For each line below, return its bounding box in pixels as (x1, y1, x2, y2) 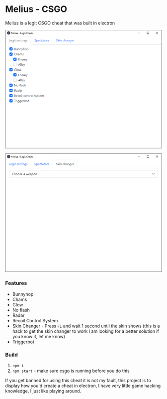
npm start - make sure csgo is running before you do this (12, 368, 130, 374)
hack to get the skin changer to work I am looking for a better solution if (12, 328, 159, 334)
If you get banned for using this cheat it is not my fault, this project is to (5, 378, 152, 383)
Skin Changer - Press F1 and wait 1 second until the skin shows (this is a (12, 323, 160, 329)
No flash (12, 307, 30, 313)
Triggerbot (12, 339, 35, 345)
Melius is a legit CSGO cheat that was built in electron (5, 20, 115, 26)
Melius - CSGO (5, 3, 68, 15)
